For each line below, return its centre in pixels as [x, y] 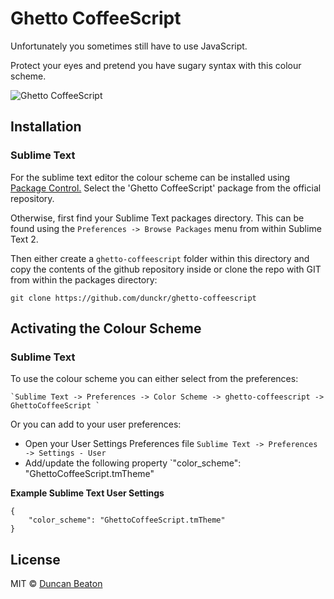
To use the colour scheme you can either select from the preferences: [154, 379]
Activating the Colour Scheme [106, 328]
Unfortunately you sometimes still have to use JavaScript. [129, 46]
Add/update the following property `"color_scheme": [133, 463]
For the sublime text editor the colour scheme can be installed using [150, 177]
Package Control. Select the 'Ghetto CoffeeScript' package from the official [166, 188]
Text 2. [24, 239]
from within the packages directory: [84, 279]
